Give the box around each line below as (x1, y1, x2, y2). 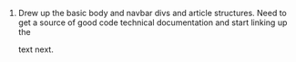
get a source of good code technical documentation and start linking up (17, 17, 288, 28)
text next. (17, 44, 55, 55)
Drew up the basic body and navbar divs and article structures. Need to (17, 8, 287, 18)
